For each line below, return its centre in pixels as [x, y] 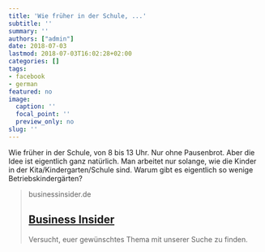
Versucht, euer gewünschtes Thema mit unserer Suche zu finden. [138, 239]
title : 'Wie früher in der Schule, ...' [78, 16]
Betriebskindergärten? [45, 178]
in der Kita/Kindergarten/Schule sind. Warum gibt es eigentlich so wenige [131, 169]
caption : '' [36, 106]
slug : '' [23, 129]
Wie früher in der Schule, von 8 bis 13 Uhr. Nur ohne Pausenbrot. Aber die [132, 152]
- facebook [27, 76]
